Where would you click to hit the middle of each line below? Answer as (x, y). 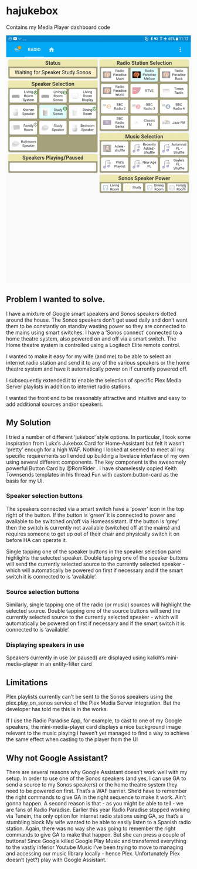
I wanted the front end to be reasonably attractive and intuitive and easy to (96, 398)
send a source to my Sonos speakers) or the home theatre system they (92, 785)
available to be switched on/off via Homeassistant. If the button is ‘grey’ (93, 521)
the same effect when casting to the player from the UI (72, 739)
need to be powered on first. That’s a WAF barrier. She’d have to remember (97, 791)
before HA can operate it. (37, 540)
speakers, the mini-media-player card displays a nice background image (94, 727)
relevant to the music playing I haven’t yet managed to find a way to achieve (98, 733)
